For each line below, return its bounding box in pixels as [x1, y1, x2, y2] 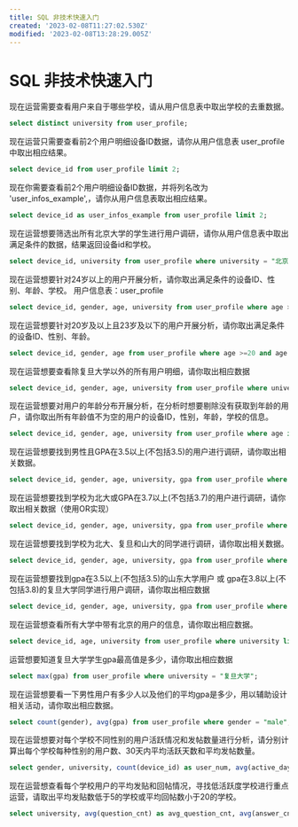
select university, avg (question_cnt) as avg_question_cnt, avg [9, 809, 252, 818]
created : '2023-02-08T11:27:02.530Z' [9, 21, 149, 30]
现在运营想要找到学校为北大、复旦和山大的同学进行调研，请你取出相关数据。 [9, 538, 289, 550]
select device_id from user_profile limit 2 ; [9, 165, 180, 174]
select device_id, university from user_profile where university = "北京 [9, 256, 289, 266]
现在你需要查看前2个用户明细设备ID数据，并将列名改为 [9, 183, 208, 193]
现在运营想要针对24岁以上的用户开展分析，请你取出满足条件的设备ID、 [9, 274, 268, 285]
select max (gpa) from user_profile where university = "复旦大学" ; [9, 671, 259, 681]
